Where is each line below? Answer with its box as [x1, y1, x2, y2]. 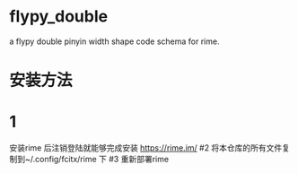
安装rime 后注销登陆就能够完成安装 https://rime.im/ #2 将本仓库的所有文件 [9, 143, 283, 153]
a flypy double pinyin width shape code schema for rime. [9, 36, 220, 47]
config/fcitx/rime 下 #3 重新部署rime [34, 154, 169, 165]
